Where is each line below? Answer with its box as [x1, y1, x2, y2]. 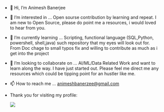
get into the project [9, 50, 49, 56]
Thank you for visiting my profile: [9, 92, 78, 98]
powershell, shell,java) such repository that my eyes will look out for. [9, 40, 150, 46]
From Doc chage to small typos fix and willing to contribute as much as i [9, 45, 158, 51]
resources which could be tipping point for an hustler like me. [9, 71, 136, 77]
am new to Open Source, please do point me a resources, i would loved [9, 20, 157, 25]
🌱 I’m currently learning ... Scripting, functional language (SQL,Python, [9, 35, 154, 40]
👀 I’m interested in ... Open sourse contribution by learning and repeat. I [9, 14, 157, 20]
